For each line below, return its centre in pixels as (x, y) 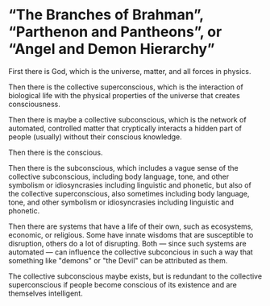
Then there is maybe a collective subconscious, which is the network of (128, 119)
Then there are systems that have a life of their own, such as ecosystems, (131, 226)
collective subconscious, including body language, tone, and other (119, 176)
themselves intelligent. (46, 293)
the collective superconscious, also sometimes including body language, (129, 193)
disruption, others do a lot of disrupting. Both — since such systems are (128, 243)
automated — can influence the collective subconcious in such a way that (131, 252)
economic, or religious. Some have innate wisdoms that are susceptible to (131, 234)
